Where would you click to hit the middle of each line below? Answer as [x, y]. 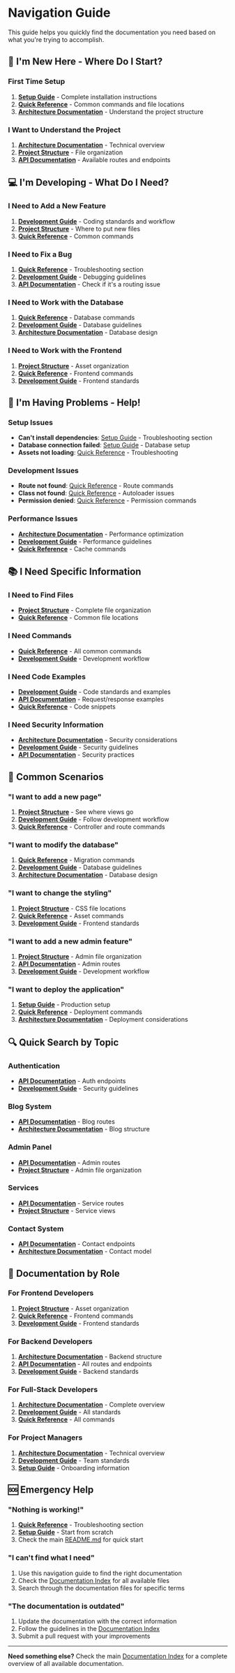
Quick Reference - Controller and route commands [92, 827]
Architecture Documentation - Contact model [85, 1252]
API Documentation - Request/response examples [91, 700]
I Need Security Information [56, 725]
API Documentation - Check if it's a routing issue [89, 284]
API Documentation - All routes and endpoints [85, 1364]
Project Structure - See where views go [76, 812]
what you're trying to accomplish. [56, 39]
